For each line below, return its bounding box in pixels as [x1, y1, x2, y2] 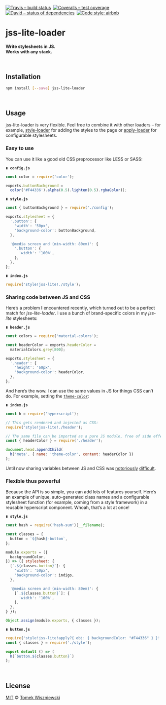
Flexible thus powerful [5, 477, 61, 484]
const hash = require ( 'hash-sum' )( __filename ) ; [5, 523, 105, 528]
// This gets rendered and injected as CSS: [5, 420, 99, 425]
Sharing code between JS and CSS [5, 294, 91, 301]
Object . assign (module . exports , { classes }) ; [5, 618, 100, 623]
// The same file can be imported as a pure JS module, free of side [5, 433, 152, 439]
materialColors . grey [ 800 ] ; [10, 347, 66, 352]
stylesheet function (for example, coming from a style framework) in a [5, 499, 148, 506]
